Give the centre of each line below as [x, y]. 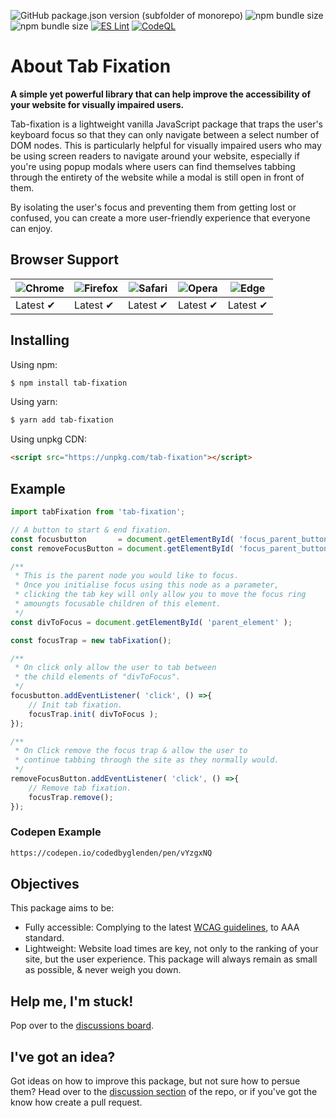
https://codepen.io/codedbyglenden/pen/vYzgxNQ [111, 853]
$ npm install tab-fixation [69, 383]
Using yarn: [34, 402]
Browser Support [65, 260]
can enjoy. [31, 228]
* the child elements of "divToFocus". [98, 677]
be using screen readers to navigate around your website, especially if [155, 156]
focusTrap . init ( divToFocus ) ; [93, 714]
